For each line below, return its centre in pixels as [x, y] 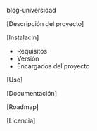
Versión [28, 58]
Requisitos [32, 51]
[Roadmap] [23, 107]
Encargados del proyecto [53, 66]
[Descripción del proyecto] [45, 24]
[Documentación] [32, 93]
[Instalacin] [23, 37]
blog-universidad [32, 10]
